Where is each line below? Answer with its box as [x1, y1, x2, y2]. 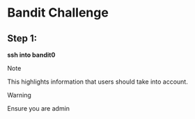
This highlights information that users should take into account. [7, 77, 188, 86]
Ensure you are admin [7, 104, 70, 112]
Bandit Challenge [7, 5, 109, 21]
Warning [7, 91, 31, 99]
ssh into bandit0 [7, 51, 56, 59]
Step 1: [7, 33, 38, 44]
